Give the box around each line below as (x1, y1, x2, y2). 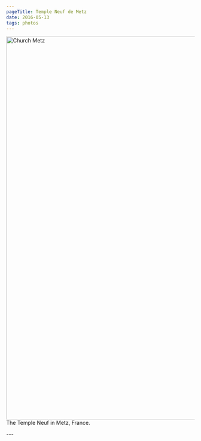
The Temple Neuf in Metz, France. (6, 419, 91, 427)
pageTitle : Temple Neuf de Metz (6, 8, 87, 15)
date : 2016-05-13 (6, 14, 50, 20)
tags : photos (6, 20, 39, 26)
